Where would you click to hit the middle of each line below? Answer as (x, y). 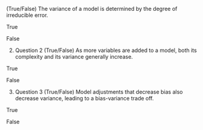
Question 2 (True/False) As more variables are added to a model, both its (106, 50)
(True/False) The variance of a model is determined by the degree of (92, 9)
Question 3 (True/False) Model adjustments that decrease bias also (99, 92)
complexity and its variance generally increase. (74, 57)
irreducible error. (27, 15)
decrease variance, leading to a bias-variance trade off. (84, 98)
